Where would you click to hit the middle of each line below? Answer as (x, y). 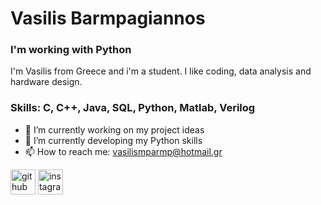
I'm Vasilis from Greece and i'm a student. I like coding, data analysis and (161, 71)
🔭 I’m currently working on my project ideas (114, 129)
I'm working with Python (71, 50)
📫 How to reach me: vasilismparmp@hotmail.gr (123, 151)
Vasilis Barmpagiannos (108, 18)
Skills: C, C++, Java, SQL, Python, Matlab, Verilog (133, 108)
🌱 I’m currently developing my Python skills (113, 140)
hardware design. (46, 82)
